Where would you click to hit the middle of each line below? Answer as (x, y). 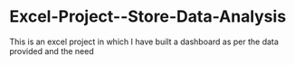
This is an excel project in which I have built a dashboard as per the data (144, 42)
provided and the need (52, 51)
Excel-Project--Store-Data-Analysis (148, 17)
